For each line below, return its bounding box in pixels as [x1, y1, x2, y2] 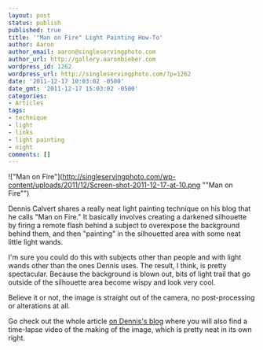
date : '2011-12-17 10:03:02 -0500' [8, 77, 125, 85]
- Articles [8, 99, 44, 107]
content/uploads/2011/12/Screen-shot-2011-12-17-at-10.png [8, 180, 201, 190]
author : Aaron [8, 41, 55, 49]
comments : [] [8, 150, 51, 158]
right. [8, 333, 26, 343]
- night [8, 143, 34, 151]
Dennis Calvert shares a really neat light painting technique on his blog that [8, 204, 251, 213]
